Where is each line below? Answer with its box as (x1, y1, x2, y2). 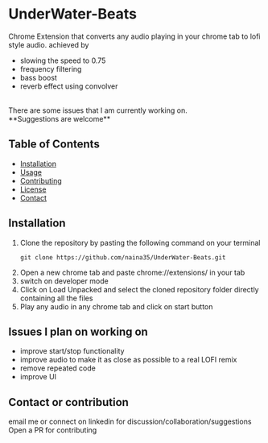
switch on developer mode (19, 275, 109, 286)
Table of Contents (8, 138, 101, 151)
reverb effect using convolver (19, 81, 118, 91)
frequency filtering (19, 64, 82, 73)
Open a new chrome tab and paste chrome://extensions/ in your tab (19, 267, 245, 277)
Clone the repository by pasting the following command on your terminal (19, 238, 261, 247)
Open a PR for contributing (8, 425, 97, 435)
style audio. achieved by (8, 39, 89, 49)
